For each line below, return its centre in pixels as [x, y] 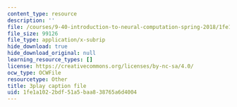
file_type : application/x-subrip [56, 40]
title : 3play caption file [47, 86]
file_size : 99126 [33, 33]
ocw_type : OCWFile [34, 73]
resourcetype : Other [38, 79]
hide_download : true [38, 46]
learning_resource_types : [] [50, 60]
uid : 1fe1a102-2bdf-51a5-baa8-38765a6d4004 [72, 92]
